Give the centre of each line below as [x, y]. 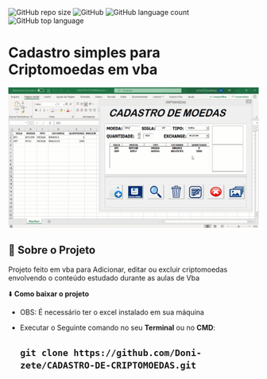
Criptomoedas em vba [83, 70]
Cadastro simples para [84, 53]
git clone [44, 353]
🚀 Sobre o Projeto [52, 250]
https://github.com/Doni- [138, 353]
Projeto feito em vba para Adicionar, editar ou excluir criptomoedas [118, 269]
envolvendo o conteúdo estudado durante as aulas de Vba [104, 277]
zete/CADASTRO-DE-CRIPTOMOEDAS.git [108, 365]
